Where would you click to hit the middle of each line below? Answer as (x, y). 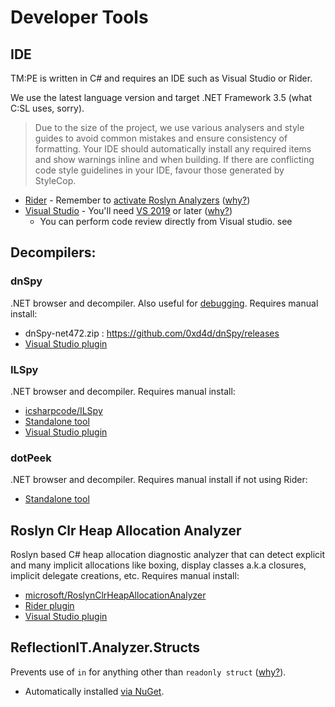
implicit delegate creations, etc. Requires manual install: (125, 576)
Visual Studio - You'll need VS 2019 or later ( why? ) (128, 210)
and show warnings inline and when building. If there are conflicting (174, 159)
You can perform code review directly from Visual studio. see (166, 221)
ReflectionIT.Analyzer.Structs (105, 647)
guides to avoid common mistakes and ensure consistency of (161, 138)
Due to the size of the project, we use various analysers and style (169, 127)
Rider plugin (49, 606)
